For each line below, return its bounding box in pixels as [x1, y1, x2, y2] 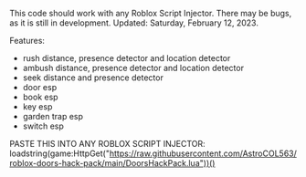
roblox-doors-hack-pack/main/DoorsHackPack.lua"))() [9, 158, 216, 168]
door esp [22, 82, 58, 92]
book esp [22, 91, 58, 102]
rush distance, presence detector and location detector [22, 53, 231, 63]
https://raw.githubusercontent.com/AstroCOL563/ [109, 148, 297, 159]
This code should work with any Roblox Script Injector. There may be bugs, [9, 8, 292, 18]
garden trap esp [22, 111, 84, 121]
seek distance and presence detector [22, 72, 164, 83]
